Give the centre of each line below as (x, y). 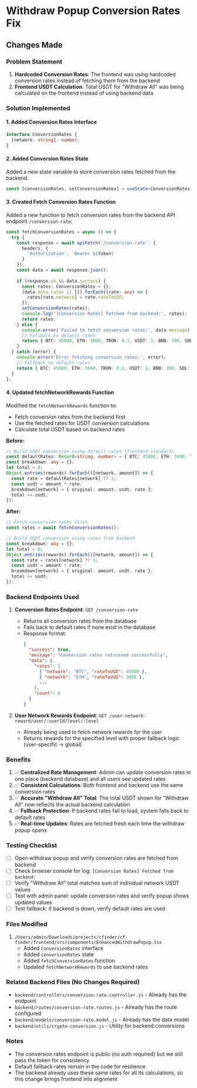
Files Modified (27, 924)
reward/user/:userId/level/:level (57, 721)
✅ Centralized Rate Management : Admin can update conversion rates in (103, 773)
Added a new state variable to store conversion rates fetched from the (91, 172)
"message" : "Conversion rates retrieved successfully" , (98, 655)
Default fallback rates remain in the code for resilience (80, 1066)
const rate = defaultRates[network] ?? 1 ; (64, 478)
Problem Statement (34, 62)
